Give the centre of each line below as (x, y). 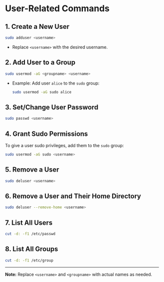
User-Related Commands (57, 9)
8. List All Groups (32, 249)
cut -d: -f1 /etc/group (29, 260)
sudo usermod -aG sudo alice (42, 92)
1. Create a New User (37, 27)
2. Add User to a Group (40, 62)
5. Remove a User (32, 170)
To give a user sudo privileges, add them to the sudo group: (65, 145)
